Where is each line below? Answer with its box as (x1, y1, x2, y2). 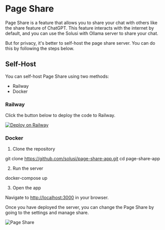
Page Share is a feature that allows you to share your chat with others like (5, 20, 157, 26)
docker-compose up (5, 175, 48, 181)
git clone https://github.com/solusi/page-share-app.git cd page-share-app (5, 156, 160, 162)
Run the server (12, 165, 44, 171)
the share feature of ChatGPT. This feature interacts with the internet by (5, 25, 154, 31)
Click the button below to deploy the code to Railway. (5, 112, 116, 119)
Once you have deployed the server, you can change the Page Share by (5, 204, 154, 210)
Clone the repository (12, 146, 55, 152)
